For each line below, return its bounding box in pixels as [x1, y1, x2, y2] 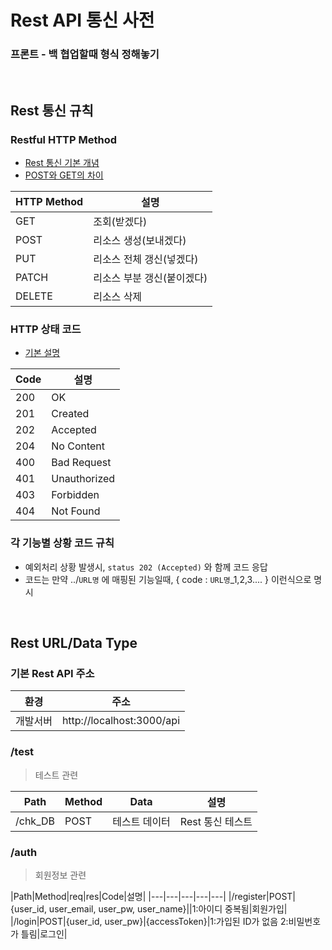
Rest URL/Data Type [10, 635, 138, 652]
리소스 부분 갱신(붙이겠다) [93, 271, 208, 285]
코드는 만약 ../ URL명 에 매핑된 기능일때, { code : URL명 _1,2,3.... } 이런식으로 [24, 573, 312, 585]
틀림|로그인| [20, 928, 68, 940]
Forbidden [51, 488, 100, 502]
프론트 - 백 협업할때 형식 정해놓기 [10, 47, 160, 61]
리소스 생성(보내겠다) [93, 234, 187, 248]
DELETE [15, 289, 53, 303]
